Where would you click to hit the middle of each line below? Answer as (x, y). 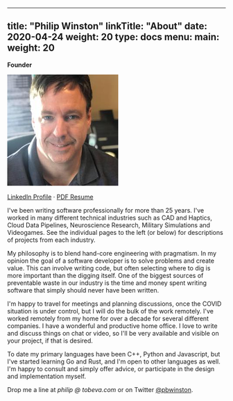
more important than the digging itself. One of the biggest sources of (105, 275)
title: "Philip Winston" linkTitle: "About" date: (107, 26)
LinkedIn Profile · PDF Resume (50, 197)
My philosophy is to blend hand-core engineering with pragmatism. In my (112, 253)
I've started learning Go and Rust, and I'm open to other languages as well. (114, 361)
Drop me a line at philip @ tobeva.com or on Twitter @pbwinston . (100, 389)
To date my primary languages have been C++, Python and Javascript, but (114, 354)
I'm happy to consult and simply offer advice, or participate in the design (111, 368)
